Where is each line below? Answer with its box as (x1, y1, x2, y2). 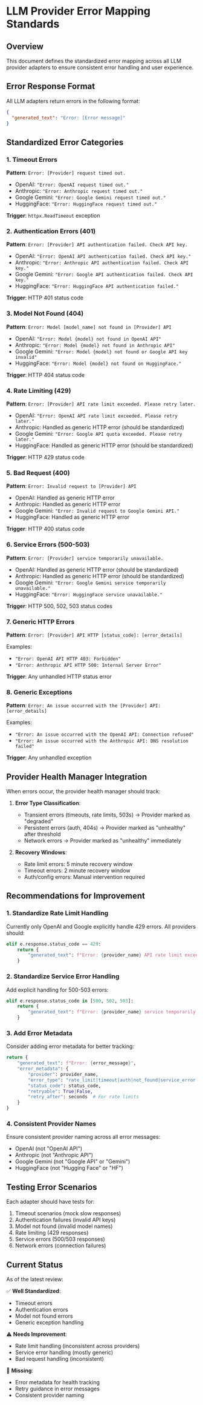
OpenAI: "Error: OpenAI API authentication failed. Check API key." (14, 253, 192, 260)
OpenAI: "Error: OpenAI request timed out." (14, 181, 129, 189)
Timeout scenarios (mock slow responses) (14, 1210, 121, 1217)
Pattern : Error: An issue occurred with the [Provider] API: (6, 702, 161, 709)
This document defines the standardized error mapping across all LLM (6, 58, 182, 64)
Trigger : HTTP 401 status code (6, 294, 83, 301)
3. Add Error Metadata (6, 1029, 72, 1037)
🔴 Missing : (6, 1367, 34, 1374)
